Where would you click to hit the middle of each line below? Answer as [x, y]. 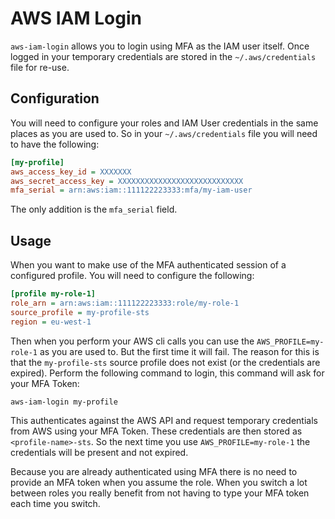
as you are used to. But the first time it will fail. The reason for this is [179, 351]
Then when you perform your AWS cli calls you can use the [132, 341]
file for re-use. [40, 67]
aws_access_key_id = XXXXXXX [71, 172]
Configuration [55, 98]
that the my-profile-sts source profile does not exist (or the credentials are [165, 362]
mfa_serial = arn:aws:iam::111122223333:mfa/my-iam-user [131, 190]
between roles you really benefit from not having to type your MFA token [160, 493]
